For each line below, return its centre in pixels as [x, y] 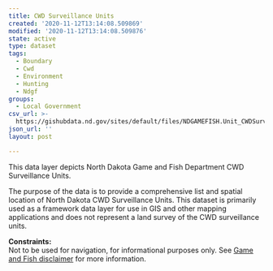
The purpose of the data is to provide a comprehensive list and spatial [126, 191]
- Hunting [32, 84]
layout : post [30, 136]
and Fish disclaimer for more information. [77, 258]
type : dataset [32, 46]
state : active [32, 39]
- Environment [39, 76]
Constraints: [30, 241]
